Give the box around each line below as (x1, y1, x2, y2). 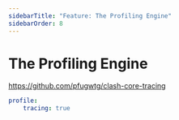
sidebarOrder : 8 (8, 19, 63, 28)
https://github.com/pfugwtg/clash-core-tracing (8, 81, 166, 91)
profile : (8, 96, 38, 105)
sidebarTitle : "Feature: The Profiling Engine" (8, 11, 173, 20)
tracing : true (23, 105, 70, 113)
